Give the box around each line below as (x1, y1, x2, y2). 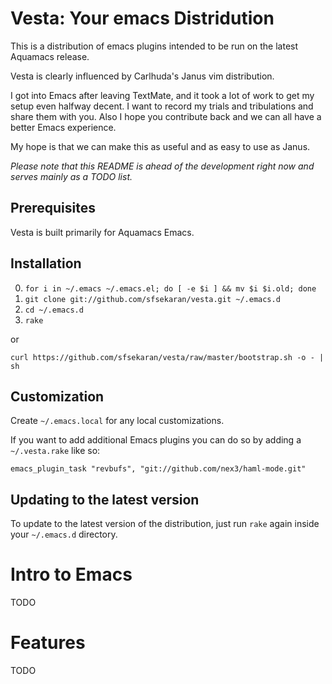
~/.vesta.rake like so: (10, 445, 101, 457)
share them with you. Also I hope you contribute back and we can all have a (10, 110, 322, 122)
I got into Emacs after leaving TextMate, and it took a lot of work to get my (10, 89, 315, 101)
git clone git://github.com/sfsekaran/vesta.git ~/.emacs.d (24, 294, 281, 304)
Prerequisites (10, 200, 96, 217)
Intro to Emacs (10, 563, 133, 586)
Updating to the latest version (10, 491, 200, 508)
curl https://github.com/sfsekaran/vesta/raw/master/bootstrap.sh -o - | (10, 352, 325, 362)
